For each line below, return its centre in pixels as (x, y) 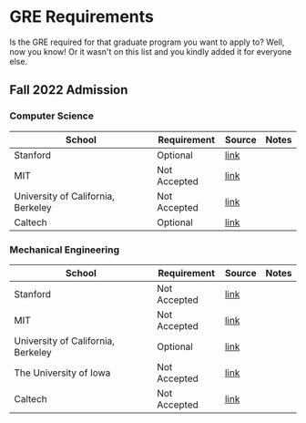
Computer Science (51, 116)
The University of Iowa (62, 373)
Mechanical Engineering (65, 250)
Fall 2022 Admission (69, 90)
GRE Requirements (82, 17)
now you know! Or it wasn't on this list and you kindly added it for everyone (151, 51)
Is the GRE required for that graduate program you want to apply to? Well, (147, 42)
